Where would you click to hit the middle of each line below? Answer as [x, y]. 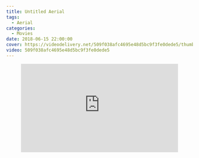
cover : [14, 45]
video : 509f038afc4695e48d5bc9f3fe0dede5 [58, 50]
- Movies [22, 34]
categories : [21, 28]
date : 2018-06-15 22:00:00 [39, 39]
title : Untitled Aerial [36, 12]
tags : [13, 17]
